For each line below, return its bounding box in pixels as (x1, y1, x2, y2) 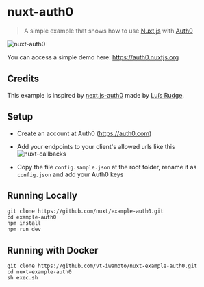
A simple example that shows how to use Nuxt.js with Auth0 (23, 27, 193, 35)
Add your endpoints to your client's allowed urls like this (16, 142, 176, 150)
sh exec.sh (7, 275, 38, 282)
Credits (7, 73, 40, 85)
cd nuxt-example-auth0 (7, 269, 72, 275)
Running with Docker (7, 244, 99, 256)
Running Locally (7, 189, 77, 202)
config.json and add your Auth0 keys (16, 170, 124, 178)
